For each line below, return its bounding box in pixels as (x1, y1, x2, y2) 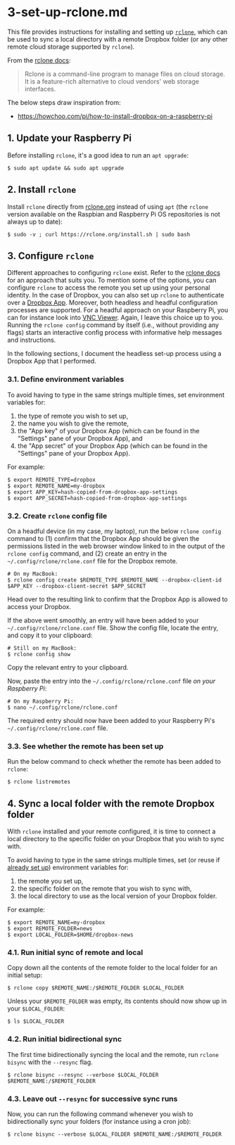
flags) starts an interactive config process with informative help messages (7, 328, 222, 337)
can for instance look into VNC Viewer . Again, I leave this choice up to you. (7, 314, 224, 322)
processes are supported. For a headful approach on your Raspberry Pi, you (7, 306, 229, 314)
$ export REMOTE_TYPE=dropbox (7, 476, 96, 483)
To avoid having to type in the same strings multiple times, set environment (7, 390, 225, 399)
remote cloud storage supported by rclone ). (7, 42, 135, 51)
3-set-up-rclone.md (7, 4, 128, 20)
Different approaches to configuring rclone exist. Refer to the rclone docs (7, 269, 220, 277)
